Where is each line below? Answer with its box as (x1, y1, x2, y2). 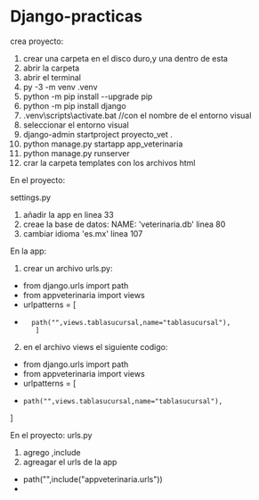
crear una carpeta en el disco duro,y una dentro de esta (22, 53, 228, 63)
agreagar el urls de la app (22, 456, 117, 467)
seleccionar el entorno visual (22, 119, 130, 130)
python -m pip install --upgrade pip (22, 91, 153, 102)
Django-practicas (10, 6, 143, 27)
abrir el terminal (22, 71, 81, 82)
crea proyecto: (10, 36, 64, 46)
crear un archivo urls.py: (22, 262, 113, 273)
